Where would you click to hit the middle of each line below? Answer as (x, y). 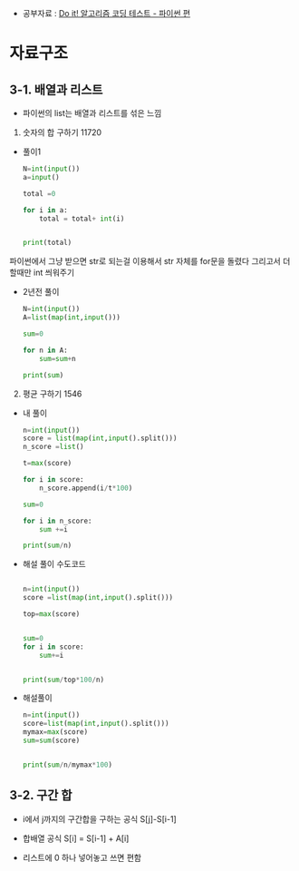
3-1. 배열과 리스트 (56, 89)
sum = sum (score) (51, 740)
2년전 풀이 (41, 292)
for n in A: (45, 350)
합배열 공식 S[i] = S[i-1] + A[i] (76, 838)
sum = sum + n (58, 358)
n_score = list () (53, 447)
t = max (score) (47, 464)
